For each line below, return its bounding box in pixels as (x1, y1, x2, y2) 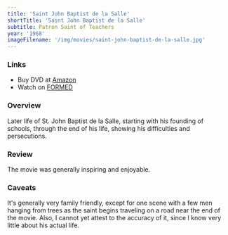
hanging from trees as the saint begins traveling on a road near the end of (7, 206, 221, 215)
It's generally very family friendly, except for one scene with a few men (7, 198, 213, 208)
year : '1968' (7, 30, 46, 37)
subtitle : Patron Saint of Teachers (7, 23, 114, 30)
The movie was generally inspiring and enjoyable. (7, 165, 151, 174)
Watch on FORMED (17, 83, 74, 91)
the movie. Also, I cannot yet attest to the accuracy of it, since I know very (7, 214, 222, 222)
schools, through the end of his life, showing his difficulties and (7, 124, 191, 132)
